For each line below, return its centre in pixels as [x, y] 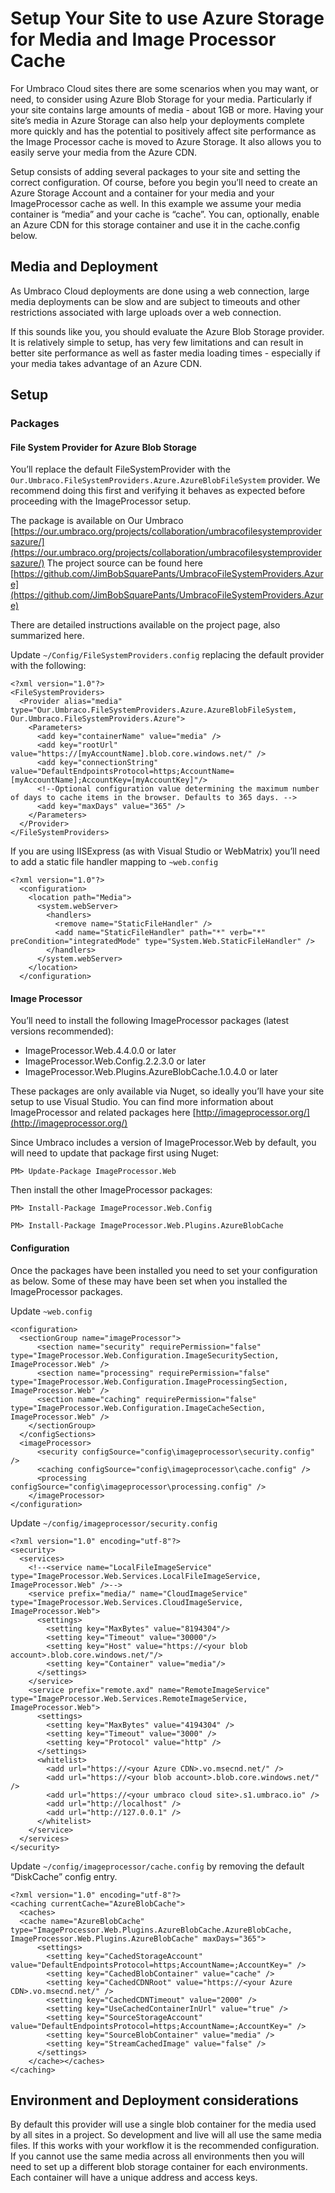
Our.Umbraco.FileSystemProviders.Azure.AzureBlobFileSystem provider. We [165, 480]
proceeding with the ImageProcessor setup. [101, 501]
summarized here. [47, 636]
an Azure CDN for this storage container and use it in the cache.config [155, 224]
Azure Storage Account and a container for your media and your [142, 193]
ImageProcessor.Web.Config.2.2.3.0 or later [115, 1061]
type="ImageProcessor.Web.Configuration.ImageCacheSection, [138, 1408]
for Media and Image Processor [143, 39]
